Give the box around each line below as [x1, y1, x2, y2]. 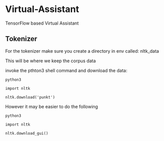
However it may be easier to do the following [5, 103, 98, 109]
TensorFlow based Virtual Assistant [5, 20, 79, 26]
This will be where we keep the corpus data [5, 58, 96, 64]
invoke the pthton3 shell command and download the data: [5, 67, 128, 73]
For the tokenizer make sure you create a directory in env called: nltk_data [5, 48, 159, 54]
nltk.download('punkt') [5, 94, 56, 100]
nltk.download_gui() [5, 130, 49, 136]
